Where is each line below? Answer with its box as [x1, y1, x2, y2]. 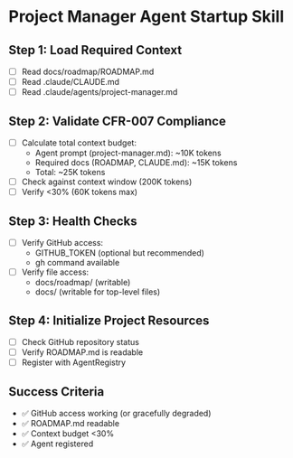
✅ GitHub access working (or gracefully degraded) [21, 407, 212, 418]
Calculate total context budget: [21, 137, 137, 148]
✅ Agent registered [21, 438, 94, 449]
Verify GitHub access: [21, 238, 104, 248]
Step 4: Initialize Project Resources [8, 313, 210, 328]
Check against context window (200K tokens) [21, 176, 193, 187]
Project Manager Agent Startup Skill [8, 6, 285, 27]
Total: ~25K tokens [34, 167, 106, 178]
